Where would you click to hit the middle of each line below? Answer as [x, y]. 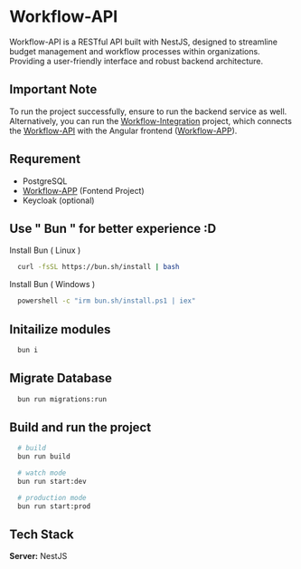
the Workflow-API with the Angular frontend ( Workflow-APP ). [123, 130]
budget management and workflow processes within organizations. [135, 51]
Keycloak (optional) [58, 200]
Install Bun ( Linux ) [45, 250]
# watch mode [42, 473]
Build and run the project [80, 427]
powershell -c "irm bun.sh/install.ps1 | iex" [107, 301]
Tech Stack [42, 534]
